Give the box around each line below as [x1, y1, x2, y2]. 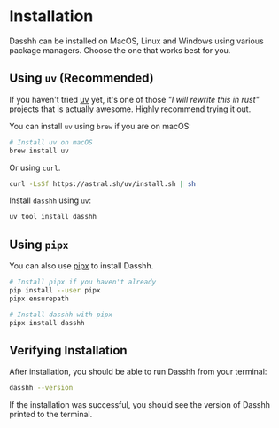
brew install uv [9, 146, 69, 155]
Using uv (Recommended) [9, 71, 155, 86]
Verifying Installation [9, 343, 128, 358]
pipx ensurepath [9, 294, 69, 303]
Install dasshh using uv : [9, 195, 91, 206]
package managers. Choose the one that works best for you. [9, 44, 231, 55]
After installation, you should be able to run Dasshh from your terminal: [9, 366, 267, 377]
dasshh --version [9, 384, 74, 393]
